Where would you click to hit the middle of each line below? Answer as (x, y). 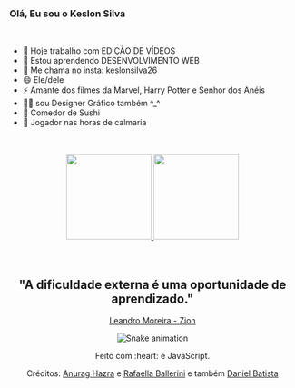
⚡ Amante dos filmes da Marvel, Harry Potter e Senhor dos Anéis (144, 90)
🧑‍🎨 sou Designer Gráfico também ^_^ (91, 104)
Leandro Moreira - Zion (152, 321)
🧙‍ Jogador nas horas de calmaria (84, 123)
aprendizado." (152, 298)
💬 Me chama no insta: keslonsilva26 (90, 70)
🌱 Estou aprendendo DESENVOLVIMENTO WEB (111, 61)
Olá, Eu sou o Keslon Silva (67, 14)
